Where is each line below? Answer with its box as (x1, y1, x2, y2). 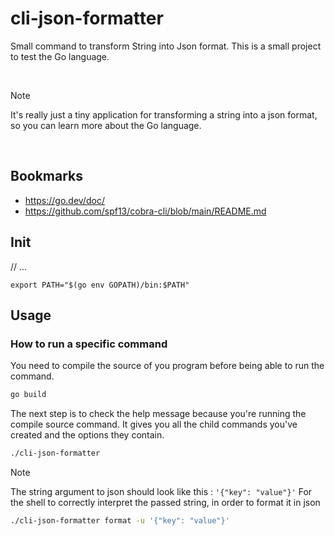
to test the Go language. (10, 50, 110, 62)
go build (10, 390, 47, 400)
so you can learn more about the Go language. (10, 119, 202, 131)
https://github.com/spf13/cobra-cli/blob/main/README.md (24, 205, 267, 217)
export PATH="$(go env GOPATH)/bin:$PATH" (10, 280, 190, 290)
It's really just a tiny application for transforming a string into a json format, (10, 108, 318, 121)
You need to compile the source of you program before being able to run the (10, 360, 325, 372)
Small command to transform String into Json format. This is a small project (10, 40, 322, 52)
